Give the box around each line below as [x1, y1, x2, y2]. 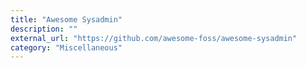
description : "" [10, 24, 78, 34]
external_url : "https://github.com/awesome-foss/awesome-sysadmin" [10, 33, 298, 43]
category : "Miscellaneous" [10, 42, 123, 53]
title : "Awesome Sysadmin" [10, 14, 123, 25]
